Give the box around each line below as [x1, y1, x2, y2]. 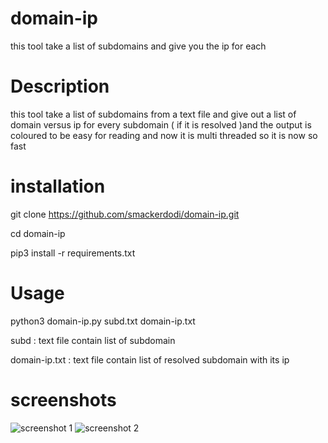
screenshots [10, 388, 117, 411]
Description [10, 75, 110, 98]
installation [10, 175, 106, 198]
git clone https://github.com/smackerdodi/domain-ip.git [10, 208, 240, 220]
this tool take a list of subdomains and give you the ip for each [10, 40, 267, 52]
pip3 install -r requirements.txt [10, 247, 136, 259]
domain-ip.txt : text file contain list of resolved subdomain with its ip [10, 353, 290, 366]
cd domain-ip [10, 227, 66, 239]
